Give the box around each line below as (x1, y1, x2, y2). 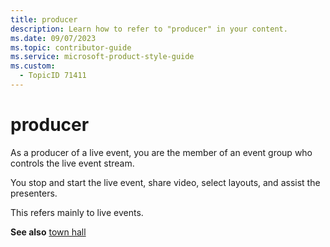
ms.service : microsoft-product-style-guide (10, 52, 195, 62)
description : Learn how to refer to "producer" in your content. (10, 24, 288, 34)
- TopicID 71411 (19, 71, 87, 81)
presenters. (10, 187, 58, 199)
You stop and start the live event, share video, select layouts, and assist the (10, 176, 321, 188)
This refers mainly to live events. (10, 206, 144, 218)
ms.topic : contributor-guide (10, 42, 132, 53)
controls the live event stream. (10, 157, 135, 169)
